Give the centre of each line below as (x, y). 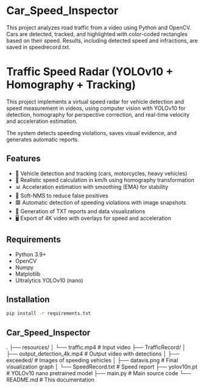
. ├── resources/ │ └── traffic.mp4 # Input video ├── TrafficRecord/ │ (96, 347)
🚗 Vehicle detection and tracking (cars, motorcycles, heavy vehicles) (101, 173)
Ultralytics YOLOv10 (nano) (49, 280)
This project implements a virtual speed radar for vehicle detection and (95, 101)
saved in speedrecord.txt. (39, 47)
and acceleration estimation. (42, 121)
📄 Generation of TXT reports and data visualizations (80, 211)
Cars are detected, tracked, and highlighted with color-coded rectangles (97, 34)
